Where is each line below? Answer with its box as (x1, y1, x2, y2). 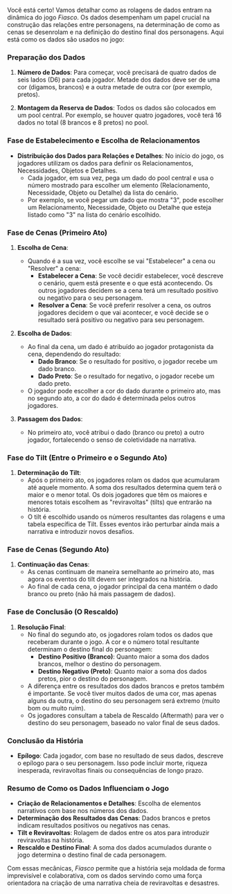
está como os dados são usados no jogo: (7, 35, 125, 44)
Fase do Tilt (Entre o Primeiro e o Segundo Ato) (7, 453, 168, 463)
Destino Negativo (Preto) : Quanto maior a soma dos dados (37, 667, 207, 675)
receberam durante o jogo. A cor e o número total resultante (27, 637, 199, 646)
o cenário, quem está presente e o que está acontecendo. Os (37, 278, 213, 287)
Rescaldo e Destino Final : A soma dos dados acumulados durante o (17, 843, 213, 852)
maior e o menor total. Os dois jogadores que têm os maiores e (27, 491, 208, 499)
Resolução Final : (17, 623, 66, 631)
